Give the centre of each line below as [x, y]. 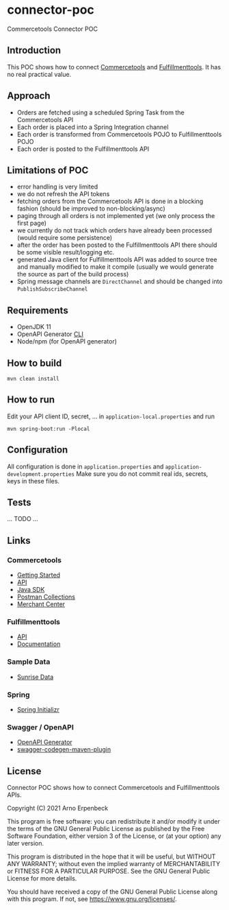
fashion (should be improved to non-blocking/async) [91, 208]
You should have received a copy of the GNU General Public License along [112, 892]
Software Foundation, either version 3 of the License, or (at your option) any [114, 836]
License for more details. [42, 878]
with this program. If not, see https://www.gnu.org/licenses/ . [92, 899]
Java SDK [31, 590]
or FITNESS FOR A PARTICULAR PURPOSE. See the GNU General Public [109, 871]
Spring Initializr [38, 710]
